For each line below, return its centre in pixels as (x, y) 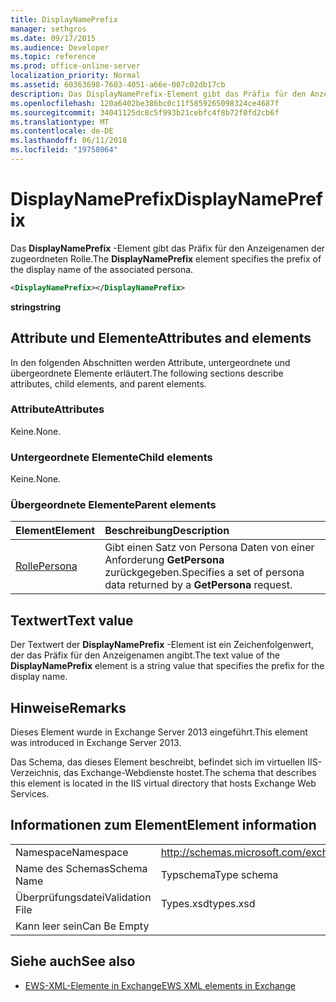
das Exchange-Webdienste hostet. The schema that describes (190, 773)
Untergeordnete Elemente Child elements (111, 457)
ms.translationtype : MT (60, 122)
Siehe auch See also (73, 961)
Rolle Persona (46, 566)
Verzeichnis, (36, 773)
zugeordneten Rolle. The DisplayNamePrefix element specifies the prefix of (166, 258)
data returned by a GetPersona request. (198, 585)
